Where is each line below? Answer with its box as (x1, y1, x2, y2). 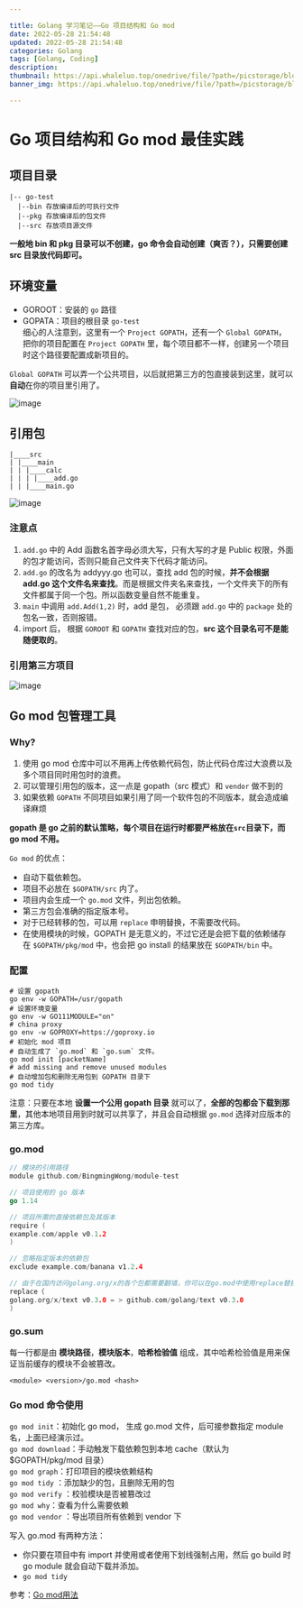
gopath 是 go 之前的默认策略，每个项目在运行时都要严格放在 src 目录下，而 (9, 822, 286, 832)
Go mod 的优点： (9, 852, 68, 863)
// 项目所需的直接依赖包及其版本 (9, 1212, 115, 1222)
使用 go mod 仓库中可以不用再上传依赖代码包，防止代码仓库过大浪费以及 (22, 758, 293, 768)
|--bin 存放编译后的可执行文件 (17, 202, 120, 211)
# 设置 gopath (9, 987, 60, 996)
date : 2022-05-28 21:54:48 (9, 29, 111, 39)
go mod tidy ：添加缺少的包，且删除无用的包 (9, 1477, 175, 1488)
